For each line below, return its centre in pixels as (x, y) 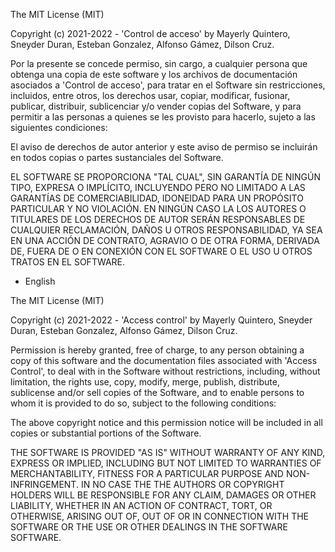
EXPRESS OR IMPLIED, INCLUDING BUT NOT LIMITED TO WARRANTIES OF (166, 463)
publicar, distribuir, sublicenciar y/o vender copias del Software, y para (156, 106)
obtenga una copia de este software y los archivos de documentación (154, 74)
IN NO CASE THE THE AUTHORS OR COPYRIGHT (182, 484)
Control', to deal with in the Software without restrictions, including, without (165, 371)
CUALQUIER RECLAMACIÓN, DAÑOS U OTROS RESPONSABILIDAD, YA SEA (166, 230)
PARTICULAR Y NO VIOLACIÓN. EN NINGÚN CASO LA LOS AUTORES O (158, 208)
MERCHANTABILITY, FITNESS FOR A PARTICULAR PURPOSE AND (147, 473)
